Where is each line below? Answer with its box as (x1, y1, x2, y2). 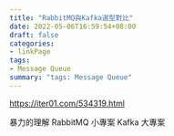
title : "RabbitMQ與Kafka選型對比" (9, 13, 134, 23)
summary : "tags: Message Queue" (9, 73, 132, 82)
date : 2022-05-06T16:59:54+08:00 (9, 22, 137, 31)
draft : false (9, 30, 59, 39)
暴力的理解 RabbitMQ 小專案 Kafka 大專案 (9, 116, 166, 128)
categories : (9, 38, 55, 48)
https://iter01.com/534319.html (9, 98, 126, 109)
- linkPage (9, 47, 51, 57)
